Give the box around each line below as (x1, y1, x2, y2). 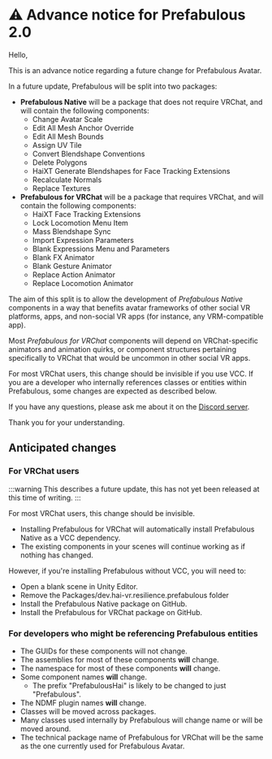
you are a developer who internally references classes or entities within (8, 377, 248, 387)
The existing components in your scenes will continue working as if (19, 541, 246, 551)
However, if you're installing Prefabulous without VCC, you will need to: (8, 566, 246, 575)
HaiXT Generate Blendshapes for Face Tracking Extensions (32, 166, 231, 176)
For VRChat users (8, 466, 80, 477)
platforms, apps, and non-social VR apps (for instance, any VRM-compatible (8, 311, 264, 321)
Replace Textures (32, 183, 91, 193)
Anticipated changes (8, 441, 117, 455)
